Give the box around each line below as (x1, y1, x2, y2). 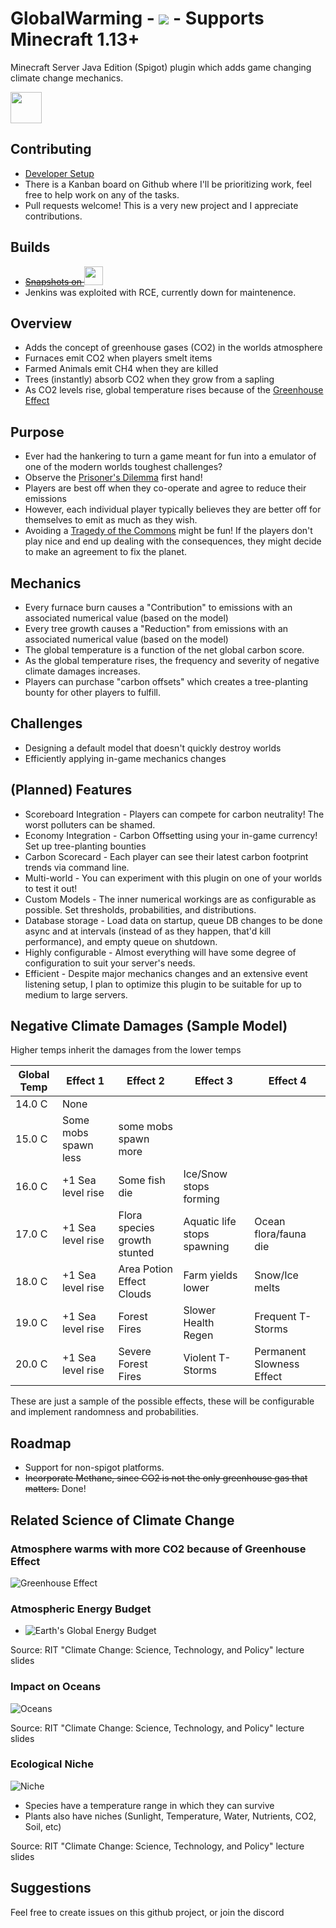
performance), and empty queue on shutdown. (24, 935, 218, 947)
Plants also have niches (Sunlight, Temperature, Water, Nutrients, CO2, (24, 1810, 317, 1822)
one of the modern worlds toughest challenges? (24, 461, 223, 473)
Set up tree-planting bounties (24, 840, 147, 852)
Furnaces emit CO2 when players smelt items (24, 352, 213, 364)
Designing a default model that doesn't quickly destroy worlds (24, 742, 282, 754)
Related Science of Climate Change (10, 1512, 235, 1529)
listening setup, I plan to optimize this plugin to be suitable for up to (24, 978, 302, 990)
